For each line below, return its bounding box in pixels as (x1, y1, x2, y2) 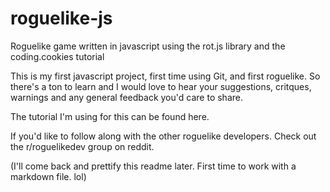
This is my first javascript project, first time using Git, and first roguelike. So (10, 70, 321, 82)
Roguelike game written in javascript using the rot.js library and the (10, 40, 286, 52)
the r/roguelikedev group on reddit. (10, 140, 155, 152)
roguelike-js (10, 7, 113, 30)
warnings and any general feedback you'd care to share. (10, 91, 243, 103)
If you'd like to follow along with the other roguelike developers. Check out (10, 130, 317, 142)
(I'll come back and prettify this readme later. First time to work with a (10, 160, 297, 172)
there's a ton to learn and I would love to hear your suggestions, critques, (10, 80, 312, 92)
